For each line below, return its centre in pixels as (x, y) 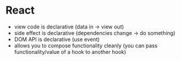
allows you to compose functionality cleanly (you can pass (86, 46)
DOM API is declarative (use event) (57, 39)
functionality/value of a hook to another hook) (70, 52)
